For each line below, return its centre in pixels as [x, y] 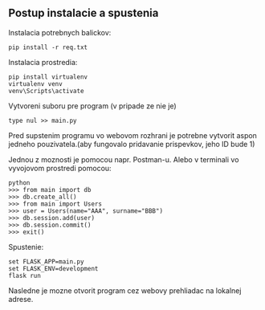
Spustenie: [26, 247]
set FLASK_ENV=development [53, 268]
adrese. [21, 299]
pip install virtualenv [48, 77]
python [19, 183]
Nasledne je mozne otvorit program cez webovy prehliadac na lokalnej [125, 290]
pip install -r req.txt [48, 47]
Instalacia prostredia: [43, 62]
